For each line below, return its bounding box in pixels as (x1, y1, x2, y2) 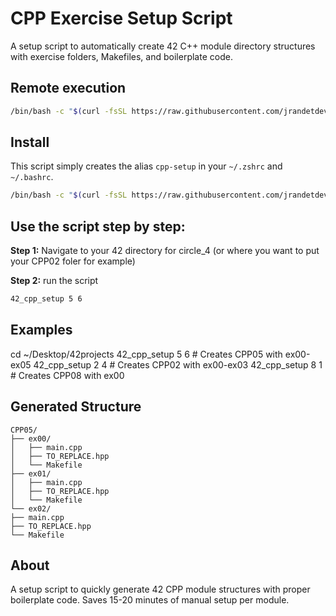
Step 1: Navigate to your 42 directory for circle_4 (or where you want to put (10, 245, 320, 257)
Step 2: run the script (10, 275, 99, 287)
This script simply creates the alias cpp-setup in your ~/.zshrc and (10, 160, 283, 172)
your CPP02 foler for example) (10, 255, 136, 267)
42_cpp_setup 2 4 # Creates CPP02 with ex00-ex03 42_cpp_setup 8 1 (33, 358, 323, 371)
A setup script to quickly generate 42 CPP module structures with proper (10, 583, 311, 596)
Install (10, 134, 50, 151)
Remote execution (10, 80, 127, 97)
